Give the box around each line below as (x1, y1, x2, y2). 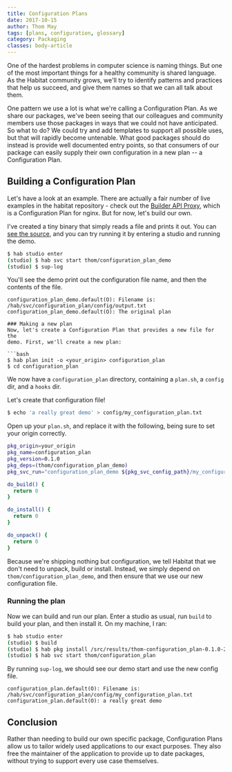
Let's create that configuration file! (7, 396, 106, 404)
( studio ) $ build (7, 639, 57, 646)
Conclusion (7, 716, 58, 728)
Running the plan (7, 596, 66, 606)
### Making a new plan (7, 321, 72, 327)
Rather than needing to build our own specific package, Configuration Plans (7, 735, 223, 743)
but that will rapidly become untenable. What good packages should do (7, 134, 211, 142)
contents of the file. (7, 283, 63, 291)
